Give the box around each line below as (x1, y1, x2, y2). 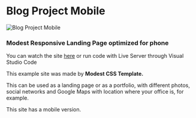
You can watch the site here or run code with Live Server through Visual (6, 52, 184, 60)
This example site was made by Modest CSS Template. (6, 70, 144, 77)
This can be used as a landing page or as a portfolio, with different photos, (6, 82, 191, 89)
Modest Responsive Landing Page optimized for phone (6, 39, 169, 47)
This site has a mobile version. (6, 106, 82, 113)
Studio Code (6, 58, 37, 66)
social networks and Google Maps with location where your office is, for (6, 88, 184, 95)
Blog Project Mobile (6, 4, 106, 18)
